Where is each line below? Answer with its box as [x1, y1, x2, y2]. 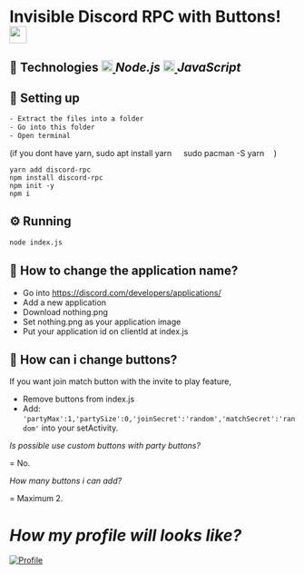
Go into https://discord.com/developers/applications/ [22, 287, 221, 298]
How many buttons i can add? [9, 475, 123, 487]
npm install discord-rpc [9, 173, 103, 183]
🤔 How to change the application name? [9, 263, 239, 279]
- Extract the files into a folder [9, 114, 144, 124]
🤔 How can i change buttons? [9, 351, 178, 367]
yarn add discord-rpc [9, 165, 92, 174]
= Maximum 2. [9, 493, 64, 504]
